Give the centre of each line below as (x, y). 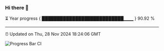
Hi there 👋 (17, 8)
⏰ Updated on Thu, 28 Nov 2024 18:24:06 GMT (53, 34)
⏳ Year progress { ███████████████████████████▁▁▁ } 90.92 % (80, 18)
